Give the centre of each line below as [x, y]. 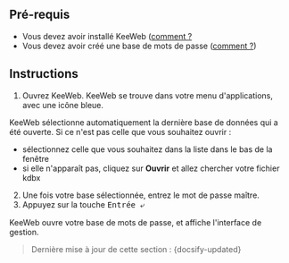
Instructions [44, 74]
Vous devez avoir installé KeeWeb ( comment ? [107, 36]
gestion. [24, 232]
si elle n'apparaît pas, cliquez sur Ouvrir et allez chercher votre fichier [151, 168]
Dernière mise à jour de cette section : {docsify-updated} [136, 249]
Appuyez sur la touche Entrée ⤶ [83, 204]
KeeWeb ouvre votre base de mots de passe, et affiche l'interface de [136, 222]
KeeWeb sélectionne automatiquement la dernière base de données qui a [144, 122]
